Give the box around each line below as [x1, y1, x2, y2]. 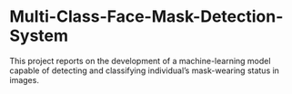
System [9, 25, 69, 46]
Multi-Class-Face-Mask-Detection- [9, 6, 284, 27]
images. [9, 74, 39, 85]
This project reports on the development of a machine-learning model [9, 55, 271, 66]
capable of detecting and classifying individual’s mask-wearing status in [9, 65, 280, 76]
